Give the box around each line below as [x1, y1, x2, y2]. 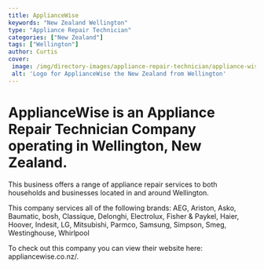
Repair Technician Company [8, 120, 196, 138]
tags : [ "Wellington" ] [8, 41, 79, 49]
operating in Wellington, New [8, 136, 202, 154]
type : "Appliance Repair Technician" [8, 26, 132, 34]
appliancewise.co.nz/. [8, 252, 79, 261]
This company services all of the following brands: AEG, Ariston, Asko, [8, 203, 236, 213]
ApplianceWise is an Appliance [8, 104, 215, 122]
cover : [8, 56, 30, 64]
